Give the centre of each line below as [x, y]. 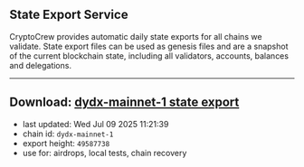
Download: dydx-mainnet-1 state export [124, 102]
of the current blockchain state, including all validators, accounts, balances [149, 56]
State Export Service [69, 15]
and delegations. [41, 65]
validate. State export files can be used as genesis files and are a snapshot [149, 46]
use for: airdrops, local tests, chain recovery [104, 153]
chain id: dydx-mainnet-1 [68, 134]
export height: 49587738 [66, 143]
